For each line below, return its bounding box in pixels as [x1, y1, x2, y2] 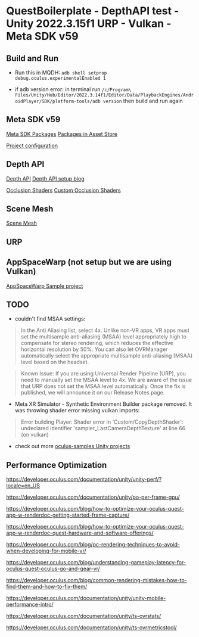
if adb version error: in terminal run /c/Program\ [14, 86, 132, 93]
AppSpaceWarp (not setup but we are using [6, 257, 172, 268]
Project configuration [6, 142, 58, 149]
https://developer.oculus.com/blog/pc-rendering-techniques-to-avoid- [6, 541, 181, 548]
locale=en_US [6, 482, 41, 489]
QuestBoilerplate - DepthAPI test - [6, 4, 179, 18]
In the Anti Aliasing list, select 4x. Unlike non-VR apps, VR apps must [20, 327, 189, 334]
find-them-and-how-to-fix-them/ [6, 583, 88, 591]
